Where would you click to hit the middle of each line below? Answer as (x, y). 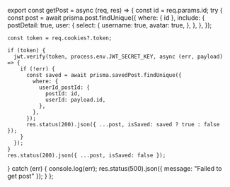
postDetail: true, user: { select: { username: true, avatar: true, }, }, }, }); (110, 25)
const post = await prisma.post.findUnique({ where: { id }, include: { (106, 18)
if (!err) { (38, 69)
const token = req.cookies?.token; (60, 38)
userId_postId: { (64, 88)
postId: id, (63, 94)
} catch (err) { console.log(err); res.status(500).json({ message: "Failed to (115, 168)
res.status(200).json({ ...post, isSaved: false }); (87, 155)
